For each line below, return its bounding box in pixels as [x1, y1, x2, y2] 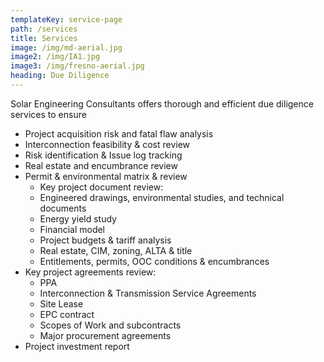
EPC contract [39, 308, 95, 320]
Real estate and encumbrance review [24, 159, 178, 171]
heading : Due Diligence [10, 71, 110, 81]
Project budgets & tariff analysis [39, 234, 172, 246]
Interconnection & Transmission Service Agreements [39, 287, 257, 299]
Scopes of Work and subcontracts [39, 319, 182, 331]
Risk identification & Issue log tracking [24, 149, 183, 161]
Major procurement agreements [39, 329, 172, 341]
